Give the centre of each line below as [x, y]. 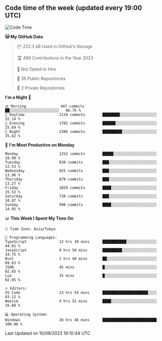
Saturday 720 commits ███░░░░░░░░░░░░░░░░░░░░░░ [81, 196]
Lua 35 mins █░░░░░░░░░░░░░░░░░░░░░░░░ [81, 276]
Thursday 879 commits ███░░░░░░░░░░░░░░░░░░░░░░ [81, 179]
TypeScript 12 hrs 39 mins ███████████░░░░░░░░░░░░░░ [81, 242]
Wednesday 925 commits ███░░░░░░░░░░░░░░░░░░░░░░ [81, 171]
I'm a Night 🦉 [18, 97]
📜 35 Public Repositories [41, 78]
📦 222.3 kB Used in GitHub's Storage [55, 46]
